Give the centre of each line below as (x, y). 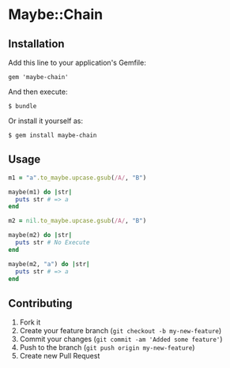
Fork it (30, 322)
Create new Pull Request (60, 356)
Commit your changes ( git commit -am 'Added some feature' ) (121, 339)
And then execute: (38, 92)
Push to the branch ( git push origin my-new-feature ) (107, 347)
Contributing (40, 303)
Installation (36, 44)
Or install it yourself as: (45, 121)
